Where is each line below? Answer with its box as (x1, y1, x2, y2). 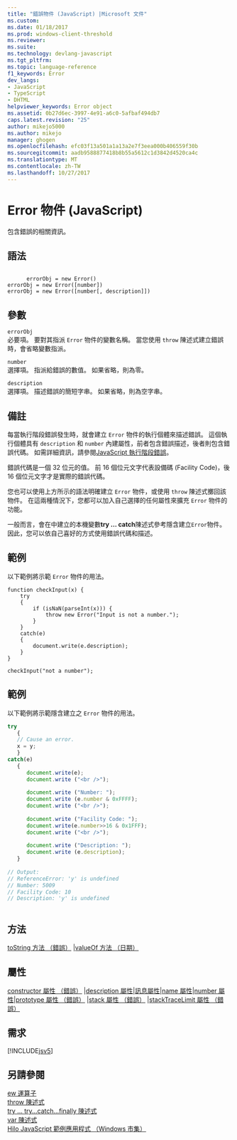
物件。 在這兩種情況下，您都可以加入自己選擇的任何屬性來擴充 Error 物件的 (7, 496, 228, 504)
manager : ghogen (7, 136, 55, 143)
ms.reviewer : (7, 37, 46, 44)
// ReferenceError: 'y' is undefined (7, 875, 119, 882)
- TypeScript (7, 90, 46, 97)
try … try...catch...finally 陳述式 (7, 1107, 97, 1115)
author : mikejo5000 (7, 122, 65, 130)
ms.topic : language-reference (7, 63, 97, 70)
